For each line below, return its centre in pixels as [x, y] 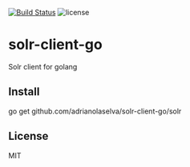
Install [24, 92]
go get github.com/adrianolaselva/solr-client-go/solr [95, 111]
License [28, 136]
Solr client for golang [43, 66]
